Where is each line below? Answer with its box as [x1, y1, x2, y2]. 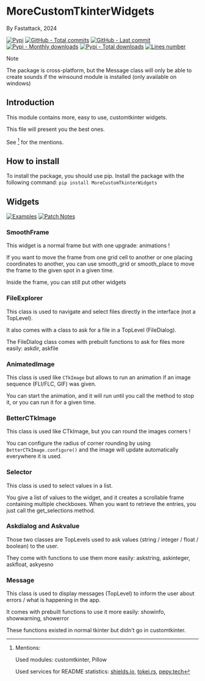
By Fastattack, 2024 [6, 24, 57, 32]
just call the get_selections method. [6, 507, 96, 514]
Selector [6, 468, 32, 477]
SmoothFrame [6, 228, 49, 236]
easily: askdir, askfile [6, 344, 59, 352]
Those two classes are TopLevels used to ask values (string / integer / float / [6, 535, 199, 543]
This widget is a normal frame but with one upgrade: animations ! [6, 242, 170, 249]
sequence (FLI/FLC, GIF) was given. [6, 380, 96, 387]
